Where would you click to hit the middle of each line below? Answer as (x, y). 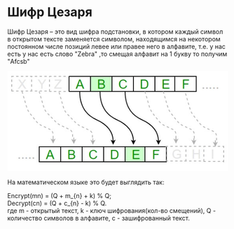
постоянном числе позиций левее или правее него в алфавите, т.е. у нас (117, 46)
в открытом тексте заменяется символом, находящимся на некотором (114, 39)
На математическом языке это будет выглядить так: (86, 182)
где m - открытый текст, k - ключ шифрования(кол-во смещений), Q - (111, 210)
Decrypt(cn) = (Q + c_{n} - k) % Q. (57, 203)
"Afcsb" (19, 61)
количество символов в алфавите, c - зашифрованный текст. (99, 218)
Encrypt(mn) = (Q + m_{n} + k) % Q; (60, 195)
